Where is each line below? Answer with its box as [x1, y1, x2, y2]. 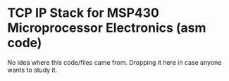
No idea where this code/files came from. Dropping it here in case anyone [7, 58, 222, 66]
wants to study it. [7, 66, 58, 74]
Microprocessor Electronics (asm [7, 20, 206, 36]
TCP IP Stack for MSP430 [7, 5, 160, 21]
